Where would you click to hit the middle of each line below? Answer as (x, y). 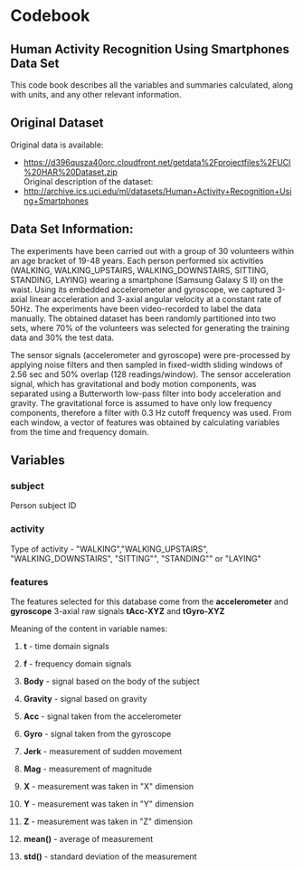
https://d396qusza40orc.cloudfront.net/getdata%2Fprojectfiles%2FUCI (157, 162)
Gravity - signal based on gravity (85, 698)
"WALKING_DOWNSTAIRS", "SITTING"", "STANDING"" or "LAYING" (136, 558)
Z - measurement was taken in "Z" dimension (108, 821)
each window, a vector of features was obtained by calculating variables (145, 422)
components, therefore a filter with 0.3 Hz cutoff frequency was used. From (151, 412)
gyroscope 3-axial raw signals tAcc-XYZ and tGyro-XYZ (118, 610)
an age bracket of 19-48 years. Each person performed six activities (137, 260)
